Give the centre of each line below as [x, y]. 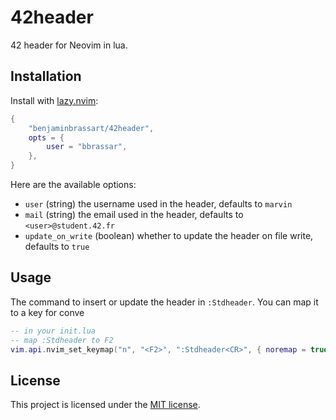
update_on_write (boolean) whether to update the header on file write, [169, 235]
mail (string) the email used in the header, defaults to [134, 214]
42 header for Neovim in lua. [69, 45]
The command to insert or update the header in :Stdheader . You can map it [164, 302]
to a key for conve [47, 312]
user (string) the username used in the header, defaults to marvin [158, 204]
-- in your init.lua [53, 331]
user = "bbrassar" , [87, 147]
